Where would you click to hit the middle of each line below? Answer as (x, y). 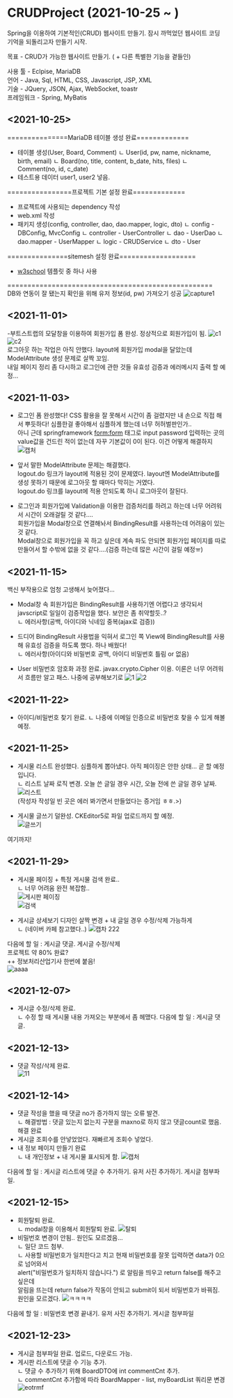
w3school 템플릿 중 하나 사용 (57, 271)
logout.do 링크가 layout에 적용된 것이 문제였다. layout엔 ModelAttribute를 (119, 474)
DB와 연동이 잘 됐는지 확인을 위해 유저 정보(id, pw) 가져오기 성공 (95, 293)
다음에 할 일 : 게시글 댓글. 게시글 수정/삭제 (64, 943)
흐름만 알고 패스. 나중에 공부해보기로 (74, 678)
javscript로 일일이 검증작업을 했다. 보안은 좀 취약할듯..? (92, 613)
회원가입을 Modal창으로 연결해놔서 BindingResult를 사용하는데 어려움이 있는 (121, 523)
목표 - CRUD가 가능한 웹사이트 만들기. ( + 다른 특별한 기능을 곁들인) (99, 56)
